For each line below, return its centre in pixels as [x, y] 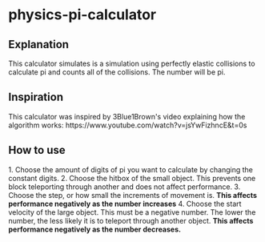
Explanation [39, 44]
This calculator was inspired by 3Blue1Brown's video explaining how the [127, 116]
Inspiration [36, 97]
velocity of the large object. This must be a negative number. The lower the [132, 212]
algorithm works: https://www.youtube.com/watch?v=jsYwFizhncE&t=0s [128, 125]
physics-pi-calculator [82, 15]
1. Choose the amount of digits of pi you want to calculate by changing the [131, 169]
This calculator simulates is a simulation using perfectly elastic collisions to [132, 63]
